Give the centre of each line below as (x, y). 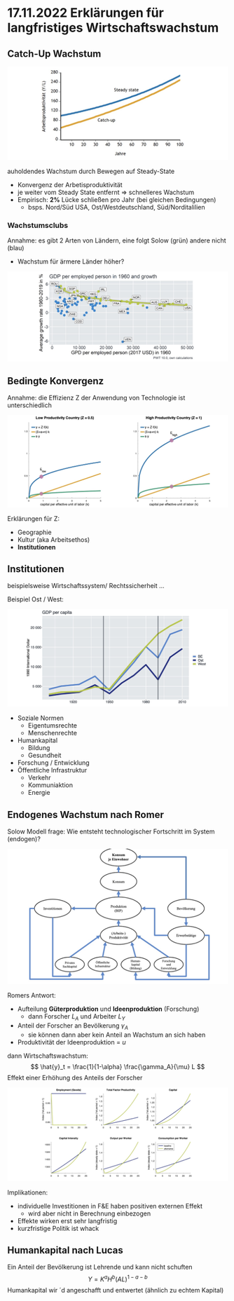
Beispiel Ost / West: (36, 599)
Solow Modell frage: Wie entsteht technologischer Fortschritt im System (111, 831)
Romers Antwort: (32, 995)
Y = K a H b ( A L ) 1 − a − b (118, 1279)
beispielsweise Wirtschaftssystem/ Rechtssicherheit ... (86, 586)
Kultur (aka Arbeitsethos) (54, 539)
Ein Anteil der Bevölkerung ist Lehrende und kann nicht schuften (100, 1267)
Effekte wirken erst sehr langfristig (67, 1220)
